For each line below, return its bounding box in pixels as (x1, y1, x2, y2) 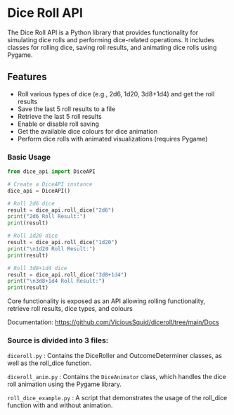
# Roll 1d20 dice (7, 232, 58, 240)
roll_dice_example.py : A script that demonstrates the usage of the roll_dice (7, 394, 228, 402)
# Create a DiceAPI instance (7, 181, 93, 188)
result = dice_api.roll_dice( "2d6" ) (7, 206, 115, 214)
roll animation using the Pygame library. (7, 380, 122, 388)
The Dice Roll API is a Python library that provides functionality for (7, 28, 199, 37)
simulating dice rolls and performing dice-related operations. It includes (7, 35, 215, 44)
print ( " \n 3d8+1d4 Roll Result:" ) (7, 278, 105, 285)
